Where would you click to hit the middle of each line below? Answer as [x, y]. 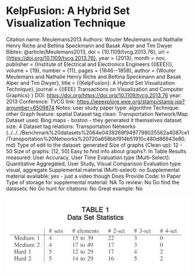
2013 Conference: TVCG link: [41, 101]
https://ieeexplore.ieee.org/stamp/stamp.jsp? [131, 101]
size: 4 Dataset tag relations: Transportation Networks [71, 126]
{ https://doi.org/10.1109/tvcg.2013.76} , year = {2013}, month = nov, [86, 58]
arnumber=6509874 [30, 108]
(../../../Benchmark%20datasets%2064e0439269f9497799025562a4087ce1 [97, 132]
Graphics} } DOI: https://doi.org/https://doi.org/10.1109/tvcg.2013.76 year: [94, 95]
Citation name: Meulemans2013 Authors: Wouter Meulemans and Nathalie [95, 39]
